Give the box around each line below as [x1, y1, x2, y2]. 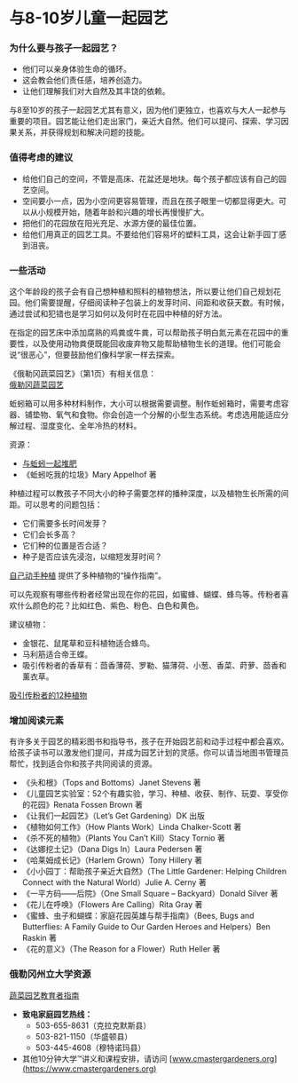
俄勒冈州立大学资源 [9, 968, 91, 981]
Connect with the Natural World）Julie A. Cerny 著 [21, 877, 207, 888]
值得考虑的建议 [9, 152, 74, 164]
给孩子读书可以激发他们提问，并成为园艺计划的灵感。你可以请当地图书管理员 [9, 747, 289, 758]
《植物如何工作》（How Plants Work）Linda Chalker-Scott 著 [21, 822, 242, 833]
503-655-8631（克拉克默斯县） [35, 1020, 152, 1031]
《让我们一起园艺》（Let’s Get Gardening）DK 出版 [21, 810, 206, 821]
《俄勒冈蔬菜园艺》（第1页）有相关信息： [9, 368, 157, 379]
